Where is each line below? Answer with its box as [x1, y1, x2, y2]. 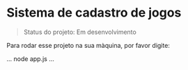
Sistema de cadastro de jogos [6, 5, 182, 21]
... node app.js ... [6, 54, 55, 63]
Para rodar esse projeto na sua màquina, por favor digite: [6, 41, 170, 49]
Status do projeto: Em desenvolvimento [23, 28, 136, 36]
